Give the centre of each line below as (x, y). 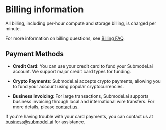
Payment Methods (34, 54)
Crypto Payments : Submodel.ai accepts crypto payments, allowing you (87, 81)
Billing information (45, 9)
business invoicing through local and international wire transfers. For (84, 101)
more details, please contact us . (46, 107)
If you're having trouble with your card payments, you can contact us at (79, 116)
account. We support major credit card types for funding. (72, 71)
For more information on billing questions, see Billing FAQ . (65, 38)
